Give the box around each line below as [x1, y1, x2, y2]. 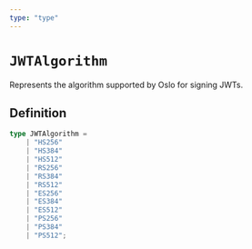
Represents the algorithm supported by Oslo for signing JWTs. [9, 79, 244, 90]
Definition [9, 105, 66, 121]
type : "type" [9, 13, 59, 23]
